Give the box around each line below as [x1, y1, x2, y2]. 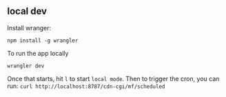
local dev [7, 6, 47, 17]
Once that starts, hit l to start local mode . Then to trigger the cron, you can [7, 74, 220, 83]
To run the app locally [7, 49, 69, 57]
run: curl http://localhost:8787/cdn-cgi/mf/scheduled [7, 82, 165, 90]
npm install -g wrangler [7, 37, 79, 44]
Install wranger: [7, 23, 52, 32]
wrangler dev [7, 62, 45, 69]
